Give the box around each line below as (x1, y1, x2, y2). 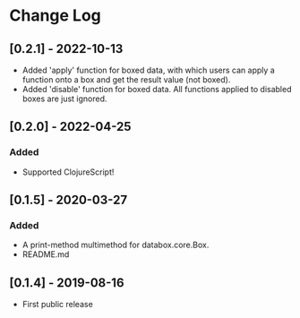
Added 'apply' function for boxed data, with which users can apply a (21, 64, 275, 75)
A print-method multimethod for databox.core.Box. (21, 239, 210, 251)
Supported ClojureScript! (21, 167, 115, 177)
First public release (21, 299, 94, 310)
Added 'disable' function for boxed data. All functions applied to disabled (21, 84, 292, 94)
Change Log (9, 5, 101, 26)
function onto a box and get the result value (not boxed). (21, 74, 231, 85)
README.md (21, 249, 70, 260)
